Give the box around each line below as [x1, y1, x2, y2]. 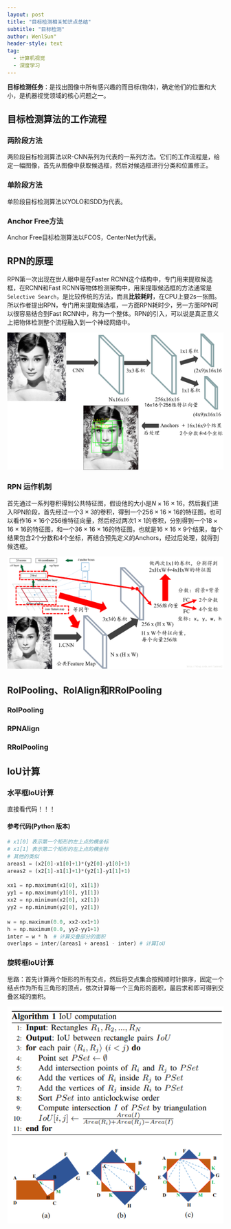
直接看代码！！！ [7, 805, 56, 813]
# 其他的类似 [7, 852, 39, 860]
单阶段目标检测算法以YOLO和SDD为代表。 [7, 197, 127, 206]
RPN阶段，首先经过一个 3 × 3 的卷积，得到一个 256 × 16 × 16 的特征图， [12, 508, 210, 516]
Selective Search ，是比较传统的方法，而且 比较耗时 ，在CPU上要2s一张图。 [7, 292, 221, 300]
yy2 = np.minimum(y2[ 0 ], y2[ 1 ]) [7, 904, 100, 911]
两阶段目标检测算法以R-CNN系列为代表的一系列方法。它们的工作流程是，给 [7, 152, 220, 161]
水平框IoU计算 [7, 788, 54, 797]
